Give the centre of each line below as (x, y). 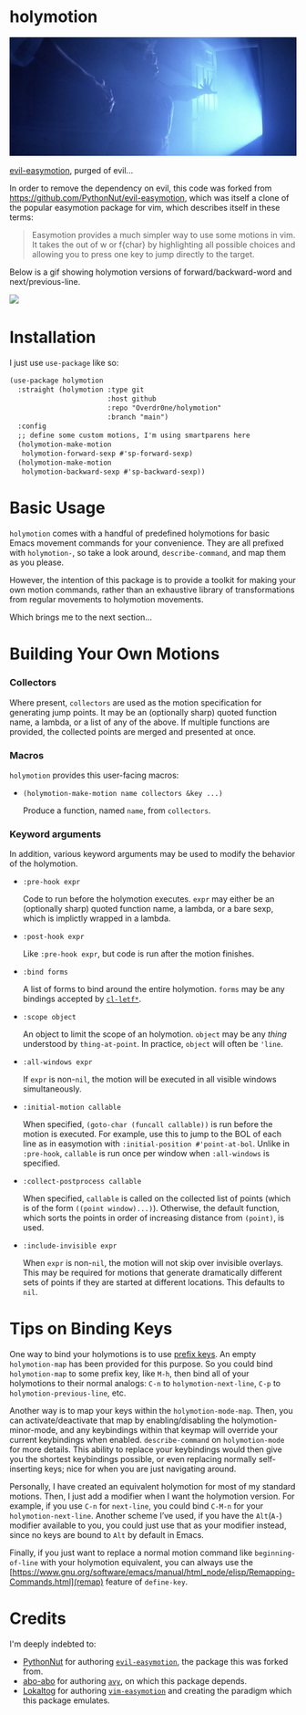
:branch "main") (138, 417)
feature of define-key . (147, 1582)
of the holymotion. (44, 863)
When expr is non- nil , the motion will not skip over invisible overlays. (153, 1263)
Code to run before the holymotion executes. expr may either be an (148, 899)
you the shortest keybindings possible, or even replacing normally (133, 1459)
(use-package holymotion (56, 381)
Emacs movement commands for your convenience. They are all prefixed (147, 543)
